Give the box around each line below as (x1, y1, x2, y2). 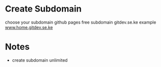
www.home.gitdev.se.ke (5, 24, 53, 30)
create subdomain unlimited (12, 57, 68, 63)
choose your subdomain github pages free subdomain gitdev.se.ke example (5, 19, 156, 25)
